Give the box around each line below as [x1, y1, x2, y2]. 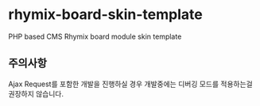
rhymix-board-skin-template [8, 6, 203, 24]
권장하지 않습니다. [8, 89, 64, 98]
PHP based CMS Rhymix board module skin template [8, 32, 182, 41]
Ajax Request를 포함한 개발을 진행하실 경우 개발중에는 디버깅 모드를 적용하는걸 [8, 79, 253, 89]
